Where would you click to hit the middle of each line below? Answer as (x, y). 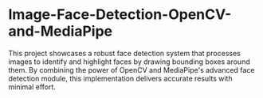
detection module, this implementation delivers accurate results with (120, 78)
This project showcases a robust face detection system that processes (125, 53)
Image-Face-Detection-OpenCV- (120, 15)
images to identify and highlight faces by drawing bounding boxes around (129, 62)
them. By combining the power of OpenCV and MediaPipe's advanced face (131, 70)
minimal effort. (32, 87)
